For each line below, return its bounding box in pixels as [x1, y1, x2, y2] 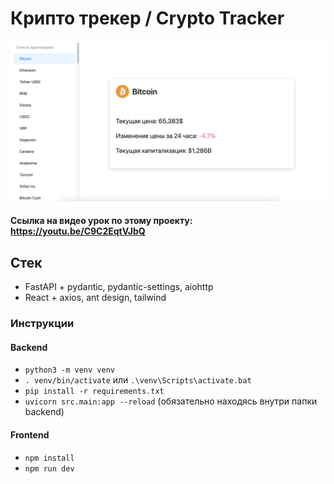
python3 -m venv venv [24, 365, 115, 376]
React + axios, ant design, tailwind [24, 292, 167, 304]
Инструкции [10, 317, 75, 331]
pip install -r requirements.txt [24, 387, 165, 397]
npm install [24, 453, 75, 463]
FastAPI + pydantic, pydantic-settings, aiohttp [24, 281, 214, 293]
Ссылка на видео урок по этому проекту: [10, 215, 193, 227]
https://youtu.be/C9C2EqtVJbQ [10, 225, 146, 237]
